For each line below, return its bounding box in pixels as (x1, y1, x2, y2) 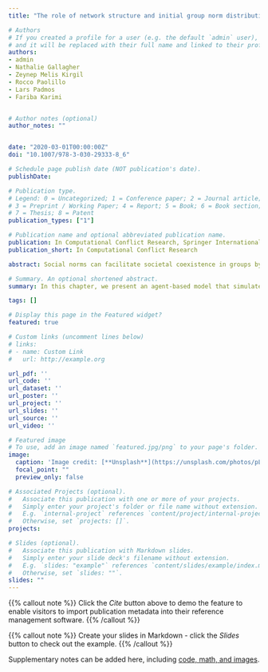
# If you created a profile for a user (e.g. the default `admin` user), (8, 34, 259, 42)
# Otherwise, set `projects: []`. (8, 517, 130, 526)
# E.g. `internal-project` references (8, 510, 145, 518)
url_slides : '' (8, 407, 59, 415)
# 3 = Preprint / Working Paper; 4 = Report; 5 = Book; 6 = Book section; (8, 201, 262, 210)
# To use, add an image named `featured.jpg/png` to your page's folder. (8, 443, 259, 451)
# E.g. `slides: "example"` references (8, 561, 148, 570)
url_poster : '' (8, 392, 59, 400)
